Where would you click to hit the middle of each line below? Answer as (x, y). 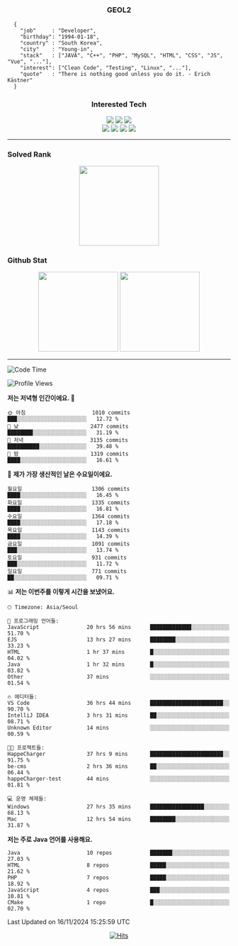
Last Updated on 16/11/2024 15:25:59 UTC (69, 922)
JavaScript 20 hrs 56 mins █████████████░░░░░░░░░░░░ (119, 628)
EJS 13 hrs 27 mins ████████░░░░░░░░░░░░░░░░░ (119, 640)
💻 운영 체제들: (27, 799)
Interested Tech (119, 104)
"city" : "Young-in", (57, 50)
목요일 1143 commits (69, 530)
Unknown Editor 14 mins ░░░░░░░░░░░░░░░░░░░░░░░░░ (119, 728)
